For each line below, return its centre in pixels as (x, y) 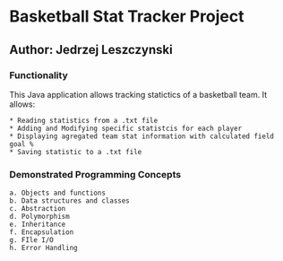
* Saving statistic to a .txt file (76, 152)
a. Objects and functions (57, 193)
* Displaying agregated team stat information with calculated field (142, 136)
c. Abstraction (38, 209)
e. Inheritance (38, 225)
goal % (21, 144)
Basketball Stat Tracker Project (127, 17)
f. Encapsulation (42, 232)
